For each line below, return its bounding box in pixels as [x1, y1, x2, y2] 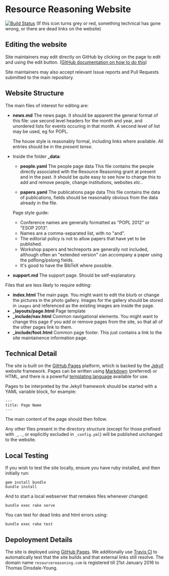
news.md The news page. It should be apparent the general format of [12, 112, 158, 118]
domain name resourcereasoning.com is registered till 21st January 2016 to [5, 560, 159, 565]
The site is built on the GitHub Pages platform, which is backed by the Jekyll [5, 363, 164, 369]
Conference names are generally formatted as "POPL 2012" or [20, 219, 150, 226]
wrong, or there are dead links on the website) [5, 25, 101, 31]
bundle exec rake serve [5, 503, 55, 508]
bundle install [5, 484, 37, 490]
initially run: [5, 470, 29, 476]
